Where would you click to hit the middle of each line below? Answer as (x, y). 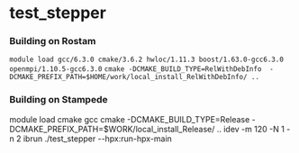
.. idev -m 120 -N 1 (251, 129)
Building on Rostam (53, 41)
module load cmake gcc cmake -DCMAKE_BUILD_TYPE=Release (130, 119)
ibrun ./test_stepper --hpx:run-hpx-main (98, 139)
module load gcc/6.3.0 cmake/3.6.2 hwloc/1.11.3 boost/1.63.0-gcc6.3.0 (146, 60)
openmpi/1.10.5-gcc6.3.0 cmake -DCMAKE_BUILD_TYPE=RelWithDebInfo (136, 69)
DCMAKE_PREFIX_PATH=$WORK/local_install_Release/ (112, 129)
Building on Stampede (59, 100)
